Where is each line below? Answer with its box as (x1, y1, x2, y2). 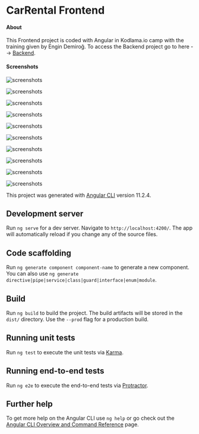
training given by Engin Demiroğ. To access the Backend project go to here (6, 43, 190, 51)
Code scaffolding (6, 248, 71, 258)
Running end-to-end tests (6, 366, 105, 376)
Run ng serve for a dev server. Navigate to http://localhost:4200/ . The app (6, 224, 193, 232)
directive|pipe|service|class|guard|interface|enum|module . (6, 276, 157, 284)
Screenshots (6, 63, 39, 70)
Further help (6, 399, 53, 409)
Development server (6, 209, 84, 219)
